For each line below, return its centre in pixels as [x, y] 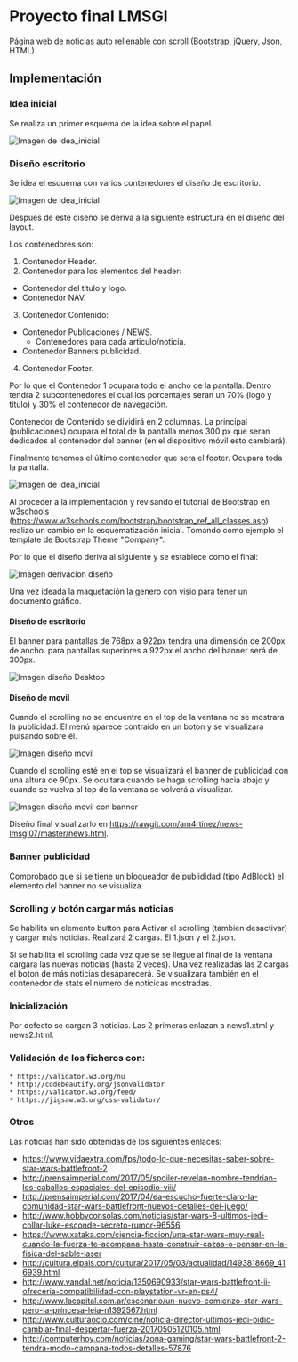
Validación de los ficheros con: [77, 1058]
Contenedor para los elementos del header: [102, 271]
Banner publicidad [50, 856]
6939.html [41, 1272]
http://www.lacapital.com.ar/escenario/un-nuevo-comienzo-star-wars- [152, 1301]
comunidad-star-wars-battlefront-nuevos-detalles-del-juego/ [135, 1206]
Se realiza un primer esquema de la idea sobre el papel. [111, 123]
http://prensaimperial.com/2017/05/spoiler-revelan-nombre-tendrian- [149, 1178]
